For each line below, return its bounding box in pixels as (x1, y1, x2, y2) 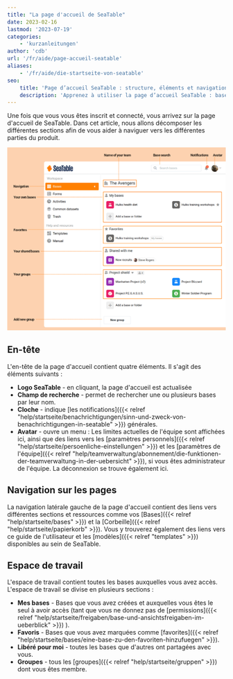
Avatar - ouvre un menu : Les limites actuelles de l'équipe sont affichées (17, 427, 225, 436)
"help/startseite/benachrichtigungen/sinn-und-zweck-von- (17, 413, 187, 421)
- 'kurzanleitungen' (19, 40, 79, 48)
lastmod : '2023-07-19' (7, 26, 73, 33)
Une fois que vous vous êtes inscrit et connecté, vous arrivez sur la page (7, 112, 216, 120)
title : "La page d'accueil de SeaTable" (7, 11, 126, 18)
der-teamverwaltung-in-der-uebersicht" (17, 456, 132, 465)
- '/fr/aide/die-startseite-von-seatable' (19, 69, 144, 76)
